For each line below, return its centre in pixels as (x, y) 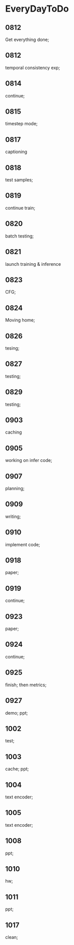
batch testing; (20, 236)
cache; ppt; (17, 769)
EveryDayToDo (37, 9)
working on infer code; (29, 460)
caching (14, 432)
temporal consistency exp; (33, 67)
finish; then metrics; (26, 685)
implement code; (23, 544)
